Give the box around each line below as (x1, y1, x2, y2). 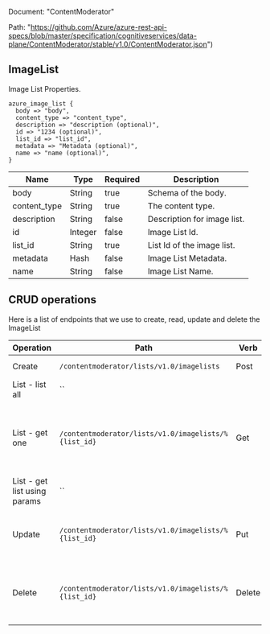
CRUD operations (8, 293, 97, 307)
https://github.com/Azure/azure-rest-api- (31, 23, 167, 31)
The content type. (147, 200, 215, 212)
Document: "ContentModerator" (8, 7, 115, 16)
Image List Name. (147, 266, 214, 277)
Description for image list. (147, 213, 245, 224)
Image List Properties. (8, 84, 81, 93)
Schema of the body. (147, 187, 227, 198)
